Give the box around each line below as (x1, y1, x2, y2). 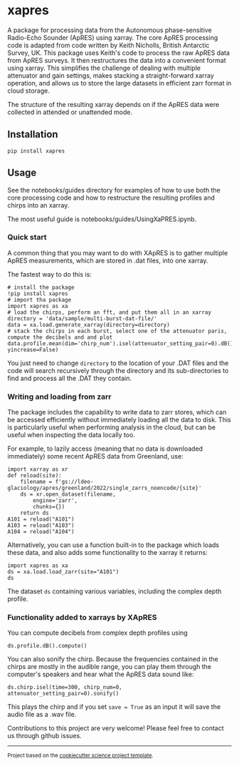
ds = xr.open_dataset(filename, (20, 491, 116, 498)
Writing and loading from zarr (7, 392, 112, 402)
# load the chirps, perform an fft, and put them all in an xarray (7, 309, 212, 316)
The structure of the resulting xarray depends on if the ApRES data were (7, 100, 220, 108)
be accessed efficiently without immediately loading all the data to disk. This (7, 416, 231, 424)
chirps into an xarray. (7, 200, 70, 209)
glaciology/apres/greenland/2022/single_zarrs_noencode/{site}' (7, 484, 202, 492)
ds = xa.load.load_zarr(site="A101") (7, 568, 119, 576)
